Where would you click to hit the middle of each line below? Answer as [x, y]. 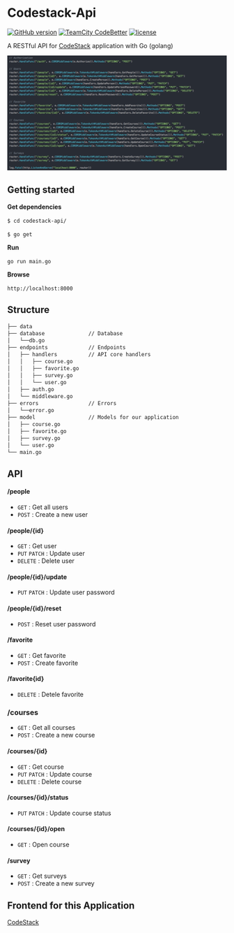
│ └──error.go [31, 411]
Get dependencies [34, 207]
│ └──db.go [26, 341]
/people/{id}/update [37, 577]
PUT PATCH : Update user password [66, 592]
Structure [29, 310]
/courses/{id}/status [38, 798]
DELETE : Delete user [46, 561]
